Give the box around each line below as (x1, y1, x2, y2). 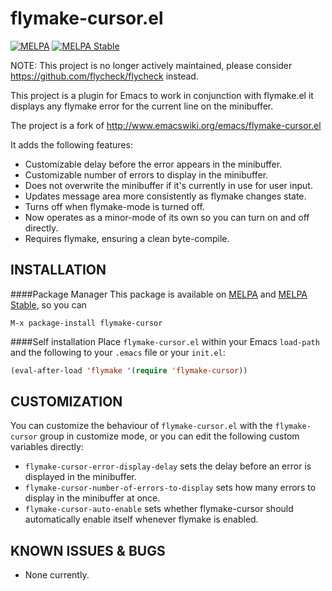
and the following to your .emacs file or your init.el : (10, 346, 226, 358)
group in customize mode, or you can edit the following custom (39, 430, 300, 442)
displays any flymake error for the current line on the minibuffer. (10, 100, 274, 112)
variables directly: (10, 441, 84, 453)
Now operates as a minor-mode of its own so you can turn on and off (24, 211, 310, 223)
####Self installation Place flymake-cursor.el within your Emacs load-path (10, 335, 320, 347)
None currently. (24, 569, 90, 581)
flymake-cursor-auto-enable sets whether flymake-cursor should (24, 503, 294, 515)
